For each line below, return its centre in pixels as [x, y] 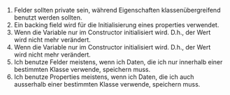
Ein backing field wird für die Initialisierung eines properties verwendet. [116, 25]
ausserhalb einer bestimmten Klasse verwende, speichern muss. [107, 84]
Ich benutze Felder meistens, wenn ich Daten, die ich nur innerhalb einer [118, 62]
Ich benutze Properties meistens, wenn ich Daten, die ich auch [104, 77]
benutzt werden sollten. [48, 17]
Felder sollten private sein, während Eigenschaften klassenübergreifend [117, 10]
